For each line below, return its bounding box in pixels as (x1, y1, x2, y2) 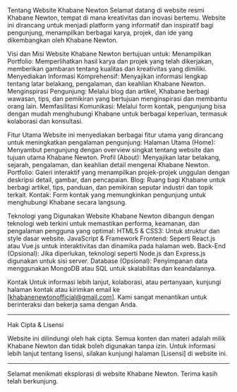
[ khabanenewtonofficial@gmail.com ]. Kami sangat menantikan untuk (7, 293, 207, 301)
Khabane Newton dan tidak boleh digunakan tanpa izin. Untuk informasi (7, 342, 217, 350)
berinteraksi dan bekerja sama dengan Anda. (7, 300, 138, 309)
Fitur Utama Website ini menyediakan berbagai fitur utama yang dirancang (7, 130, 224, 139)
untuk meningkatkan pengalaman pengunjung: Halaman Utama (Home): (7, 138, 216, 147)
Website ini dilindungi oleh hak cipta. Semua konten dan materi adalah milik (7, 334, 226, 343)
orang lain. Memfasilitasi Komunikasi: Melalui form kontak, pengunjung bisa (7, 102, 226, 110)
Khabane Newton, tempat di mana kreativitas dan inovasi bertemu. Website (7, 13, 226, 22)
